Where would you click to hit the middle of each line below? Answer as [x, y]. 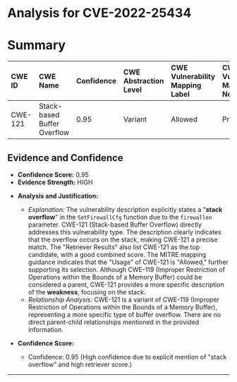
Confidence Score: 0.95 [53, 174]
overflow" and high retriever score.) [80, 364]
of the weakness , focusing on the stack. [87, 292]
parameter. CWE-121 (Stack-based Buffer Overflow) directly [115, 225]
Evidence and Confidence [65, 158]
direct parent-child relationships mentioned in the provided [114, 322]
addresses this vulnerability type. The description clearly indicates [124, 232]
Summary [36, 46]
